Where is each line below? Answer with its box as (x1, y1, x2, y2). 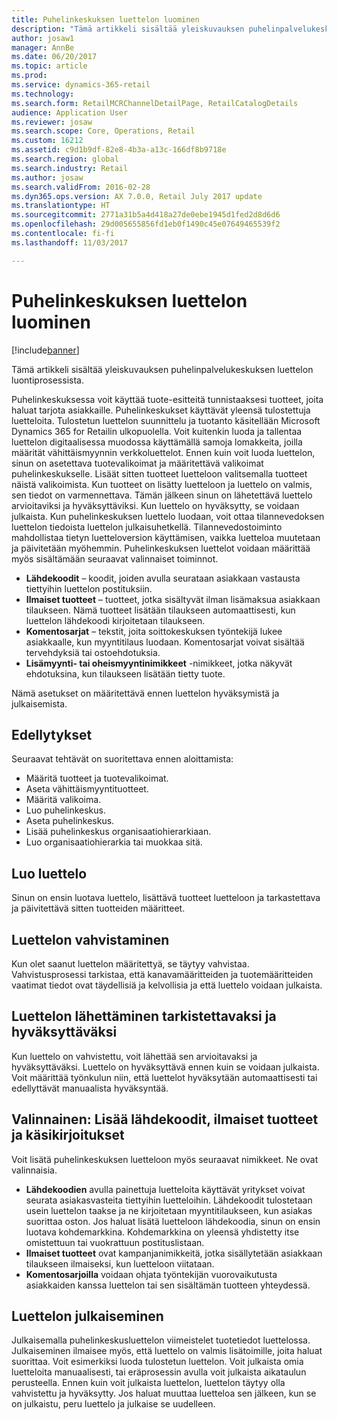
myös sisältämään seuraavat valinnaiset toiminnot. (11, 552, 219, 565)
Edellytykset (11, 726, 93, 743)
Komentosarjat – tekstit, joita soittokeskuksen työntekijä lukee (25, 625, 283, 637)
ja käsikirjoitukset (11, 1127, 125, 1144)
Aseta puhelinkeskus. (25, 815, 115, 827)
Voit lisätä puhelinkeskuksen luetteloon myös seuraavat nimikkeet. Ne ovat (11, 1153, 319, 1165)
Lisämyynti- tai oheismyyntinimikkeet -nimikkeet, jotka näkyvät (25, 657, 293, 669)
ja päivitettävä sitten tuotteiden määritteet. (11, 902, 186, 915)
